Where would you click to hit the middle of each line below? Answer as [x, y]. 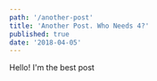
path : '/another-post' [51, 17]
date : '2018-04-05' [45, 42]
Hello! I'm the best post [52, 68]
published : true [39, 34]
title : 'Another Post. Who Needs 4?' [79, 26]
